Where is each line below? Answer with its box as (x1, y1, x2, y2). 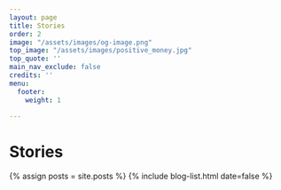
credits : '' (9, 71, 53, 80)
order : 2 (9, 29, 42, 38)
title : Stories (9, 21, 66, 30)
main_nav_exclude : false (9, 63, 101, 72)
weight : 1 (25, 95, 62, 105)
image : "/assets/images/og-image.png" (9, 37, 152, 47)
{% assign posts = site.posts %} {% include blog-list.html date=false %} (9, 170, 273, 182)
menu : (9, 79, 29, 88)
